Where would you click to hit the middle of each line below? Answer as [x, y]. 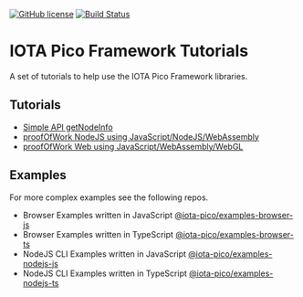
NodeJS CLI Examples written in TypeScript [104, 273]
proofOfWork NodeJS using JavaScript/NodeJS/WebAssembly [141, 136]
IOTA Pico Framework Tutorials [129, 51]
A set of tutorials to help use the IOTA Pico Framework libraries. [129, 76]
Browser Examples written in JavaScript [98, 215]
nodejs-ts [41, 282]
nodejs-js [41, 263]
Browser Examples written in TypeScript [98, 234]
